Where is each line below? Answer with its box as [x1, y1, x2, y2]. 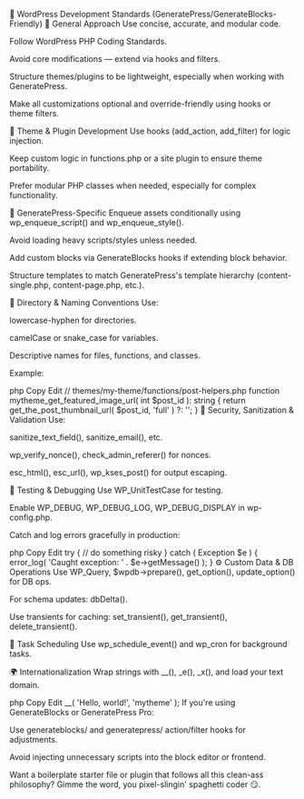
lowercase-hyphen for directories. [9, 315, 137, 325]
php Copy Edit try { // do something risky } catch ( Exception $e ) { [9, 547, 259, 558]
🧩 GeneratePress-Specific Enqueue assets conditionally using [9, 207, 241, 218]
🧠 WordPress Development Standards [9, 9, 151, 19]
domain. [9, 680, 40, 690]
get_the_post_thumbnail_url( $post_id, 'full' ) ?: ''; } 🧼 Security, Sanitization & [9, 404, 295, 415]
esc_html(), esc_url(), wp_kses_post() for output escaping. [9, 467, 228, 477]
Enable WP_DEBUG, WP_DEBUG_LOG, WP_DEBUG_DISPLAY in [9, 503, 245, 513]
